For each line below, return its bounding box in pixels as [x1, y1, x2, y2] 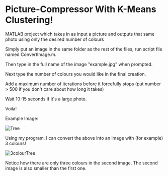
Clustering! [5, 14, 53, 26]
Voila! [5, 105, 17, 111]
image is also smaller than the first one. [5, 165, 87, 171]
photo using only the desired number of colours [5, 36, 104, 42]
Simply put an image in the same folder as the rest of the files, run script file [5, 46, 162, 52]
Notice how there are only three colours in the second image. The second [5, 160, 158, 166]
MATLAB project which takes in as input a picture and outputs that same [5, 31, 155, 37]
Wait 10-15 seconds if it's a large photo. [5, 96, 87, 102]
